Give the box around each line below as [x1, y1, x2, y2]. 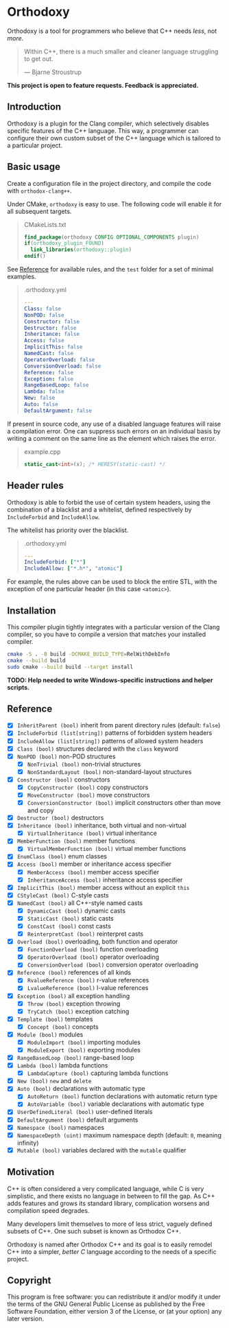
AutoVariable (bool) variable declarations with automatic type [27, 1100, 204, 1108]
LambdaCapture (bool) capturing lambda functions [27, 1069, 169, 1077]
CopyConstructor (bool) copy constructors [27, 783, 149, 791]
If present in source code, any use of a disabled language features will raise [7, 420, 221, 428]
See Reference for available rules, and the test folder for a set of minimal [7, 265, 214, 274]
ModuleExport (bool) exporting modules [27, 1046, 141, 1054]
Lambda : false [23, 388, 64, 395]
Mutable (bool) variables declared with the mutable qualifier [16, 1146, 186, 1154]
